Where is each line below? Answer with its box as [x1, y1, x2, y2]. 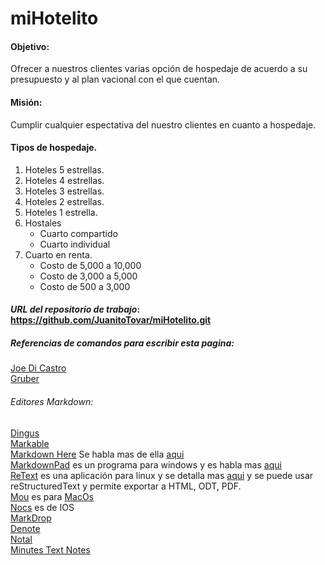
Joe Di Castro [10, 362, 67, 374]
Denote [10, 522, 41, 534]
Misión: [10, 96, 43, 108]
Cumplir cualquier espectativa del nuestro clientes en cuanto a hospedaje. [10, 118, 317, 131]
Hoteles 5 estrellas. [24, 163, 105, 176]
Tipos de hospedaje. [10, 142, 98, 154]
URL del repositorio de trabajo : [10, 303, 141, 316]
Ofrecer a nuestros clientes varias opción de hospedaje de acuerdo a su [10, 63, 308, 75]
